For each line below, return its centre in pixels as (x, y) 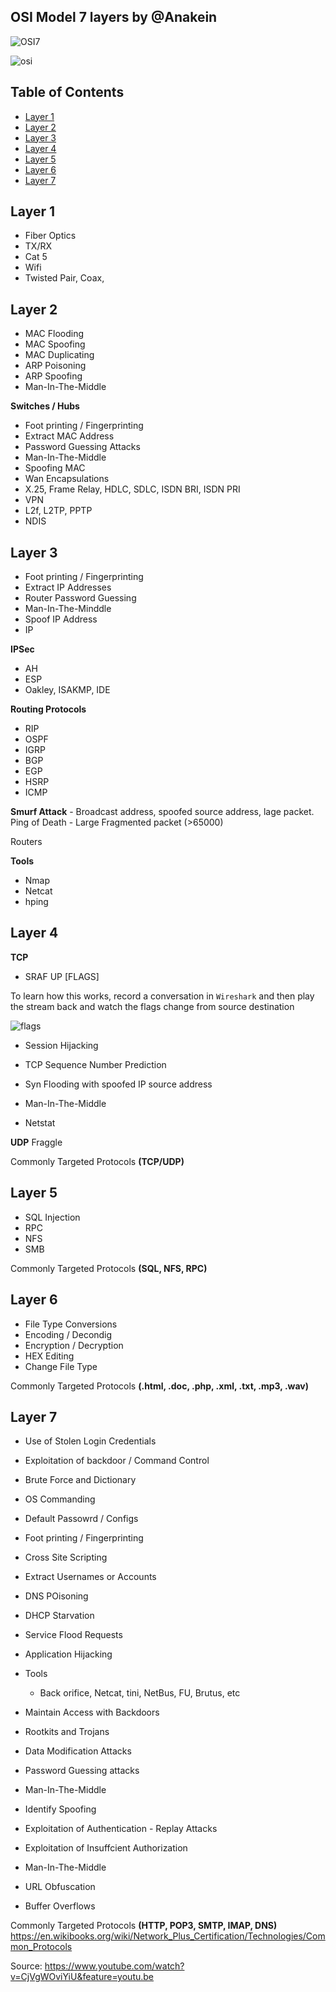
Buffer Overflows (60, 1906)
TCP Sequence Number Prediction (95, 1064)
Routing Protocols (48, 709)
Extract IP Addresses (68, 587)
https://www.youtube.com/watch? (114, 1966)
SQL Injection (52, 1217)
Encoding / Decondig (68, 1334)
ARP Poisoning (55, 366)
